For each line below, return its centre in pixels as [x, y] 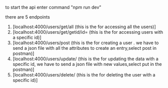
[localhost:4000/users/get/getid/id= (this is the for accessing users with [88, 32]
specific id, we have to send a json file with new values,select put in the [87, 64]
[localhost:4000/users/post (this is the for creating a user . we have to [86, 43]
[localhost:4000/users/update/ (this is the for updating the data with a [85, 59]
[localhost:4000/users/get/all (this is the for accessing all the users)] [84, 27]
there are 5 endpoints [28, 17]
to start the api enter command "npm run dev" [53, 7]
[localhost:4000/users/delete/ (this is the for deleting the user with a [84, 75]
